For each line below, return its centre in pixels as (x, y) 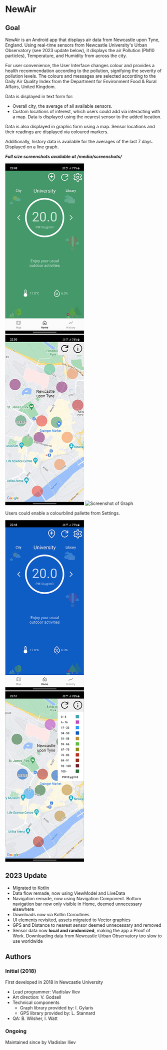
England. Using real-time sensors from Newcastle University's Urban (76, 45)
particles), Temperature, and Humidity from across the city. (66, 56)
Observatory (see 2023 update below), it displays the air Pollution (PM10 (80, 50)
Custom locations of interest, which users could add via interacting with (86, 111)
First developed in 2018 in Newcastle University (54, 982)
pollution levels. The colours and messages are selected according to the (80, 76)
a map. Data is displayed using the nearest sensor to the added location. (87, 117)
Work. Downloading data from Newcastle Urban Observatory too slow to (87, 936)
